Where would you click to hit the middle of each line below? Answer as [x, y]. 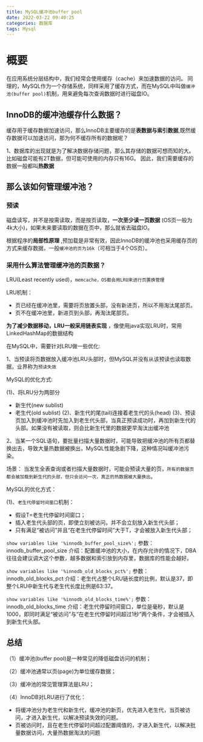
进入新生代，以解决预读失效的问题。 [76, 717]
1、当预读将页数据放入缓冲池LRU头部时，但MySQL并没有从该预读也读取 [96, 359]
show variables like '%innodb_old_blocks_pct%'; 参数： [78, 571]
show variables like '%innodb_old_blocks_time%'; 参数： [79, 599]
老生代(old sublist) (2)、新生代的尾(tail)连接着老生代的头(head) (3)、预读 [105, 412]
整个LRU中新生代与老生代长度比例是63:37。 [61, 586]
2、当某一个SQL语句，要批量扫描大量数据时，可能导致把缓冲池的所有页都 [98, 440]
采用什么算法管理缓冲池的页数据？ [56, 265]
